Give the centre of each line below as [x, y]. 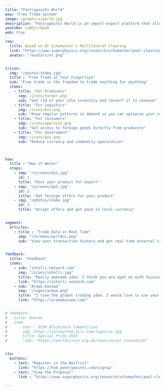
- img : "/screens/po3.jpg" [41, 187]
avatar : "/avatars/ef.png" [37, 55]
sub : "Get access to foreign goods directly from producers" [82, 128]
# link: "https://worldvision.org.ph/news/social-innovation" [77, 341]
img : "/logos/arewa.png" [43, 291]
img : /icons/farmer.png [42, 96]
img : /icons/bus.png [39, 110]
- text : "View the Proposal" [44, 372]
